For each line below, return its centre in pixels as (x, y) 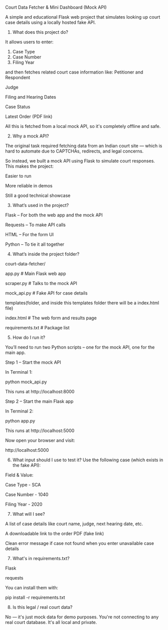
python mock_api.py (26, 382)
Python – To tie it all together (35, 244)
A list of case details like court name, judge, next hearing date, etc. (74, 524)
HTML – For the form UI (30, 234)
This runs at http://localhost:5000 (40, 431)
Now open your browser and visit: (40, 440)
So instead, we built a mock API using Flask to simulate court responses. (80, 161)
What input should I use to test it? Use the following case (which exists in (88, 460)
